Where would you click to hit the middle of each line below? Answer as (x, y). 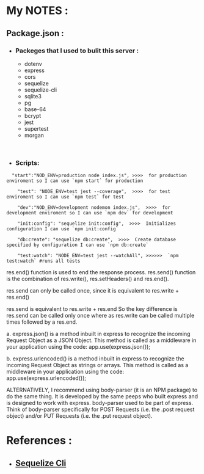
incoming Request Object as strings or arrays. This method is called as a (97, 365)
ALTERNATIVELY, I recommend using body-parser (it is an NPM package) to (102, 390)
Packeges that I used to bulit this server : (77, 51)
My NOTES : (37, 11)
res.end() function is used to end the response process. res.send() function (101, 272)
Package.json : (35, 33)
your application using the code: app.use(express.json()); (78, 347)
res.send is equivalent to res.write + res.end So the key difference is (92, 309)
